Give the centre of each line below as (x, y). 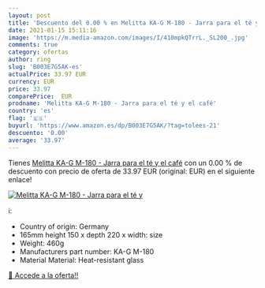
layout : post (30, 15)
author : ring (30, 60)
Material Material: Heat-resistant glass (82, 260)
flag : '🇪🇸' (28, 118)
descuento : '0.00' (38, 133)
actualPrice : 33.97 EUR (47, 74)
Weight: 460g (42, 243)
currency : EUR (32, 81)
